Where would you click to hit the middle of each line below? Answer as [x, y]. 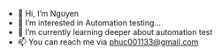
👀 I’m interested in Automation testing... [89, 23]
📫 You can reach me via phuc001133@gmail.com [108, 42]
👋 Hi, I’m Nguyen [48, 14]
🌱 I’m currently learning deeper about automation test [115, 32]
